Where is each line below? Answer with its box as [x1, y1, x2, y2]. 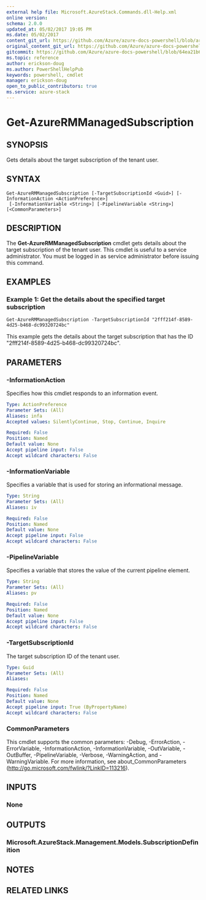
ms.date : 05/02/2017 [6, 32, 59, 38]
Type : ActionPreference [6, 401, 67, 407]
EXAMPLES [6, 276, 51, 287]
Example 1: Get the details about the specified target [6, 295, 166, 303]
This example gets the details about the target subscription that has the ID [6, 333, 194, 340]
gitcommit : [6, 49, 34, 55]
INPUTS [6, 782, 37, 792]
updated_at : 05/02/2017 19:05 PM [6, 26, 92, 33]
